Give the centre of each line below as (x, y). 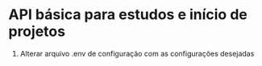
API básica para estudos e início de (128, 15)
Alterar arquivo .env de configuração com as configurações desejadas (137, 53)
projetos (37, 31)
